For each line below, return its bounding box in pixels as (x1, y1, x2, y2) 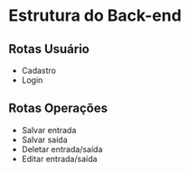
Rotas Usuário (8, 41, 90, 57)
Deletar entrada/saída (21, 143, 103, 154)
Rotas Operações (8, 101, 109, 116)
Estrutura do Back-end (8, 5, 182, 26)
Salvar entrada (21, 124, 77, 135)
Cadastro (21, 65, 56, 76)
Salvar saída (21, 134, 69, 145)
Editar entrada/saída (21, 153, 98, 164)
